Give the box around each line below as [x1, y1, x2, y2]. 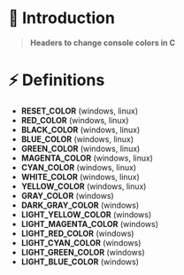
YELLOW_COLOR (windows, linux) [20, 181, 147, 192]
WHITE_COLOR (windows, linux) [20, 171, 141, 182]
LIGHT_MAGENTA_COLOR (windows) [20, 218, 159, 229]
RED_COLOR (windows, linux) [20, 114, 129, 125]
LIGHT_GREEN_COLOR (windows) [20, 247, 145, 257]
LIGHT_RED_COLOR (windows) [20, 228, 134, 239]
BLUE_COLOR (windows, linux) [20, 133, 134, 145]
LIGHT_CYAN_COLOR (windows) [20, 237, 142, 247]
